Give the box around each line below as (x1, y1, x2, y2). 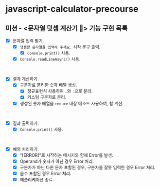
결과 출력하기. (12, 120, 39, 126)
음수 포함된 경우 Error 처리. (19, 170, 71, 176)
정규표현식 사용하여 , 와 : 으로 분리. (27, 88, 93, 94)
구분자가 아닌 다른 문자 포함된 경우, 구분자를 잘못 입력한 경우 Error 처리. (19, 164, 156, 170)
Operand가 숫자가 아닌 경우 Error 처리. (19, 158, 94, 164)
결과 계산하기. (12, 76, 39, 82)
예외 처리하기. (12, 146, 39, 152)
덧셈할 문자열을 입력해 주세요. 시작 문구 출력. (19, 44, 101, 50)
